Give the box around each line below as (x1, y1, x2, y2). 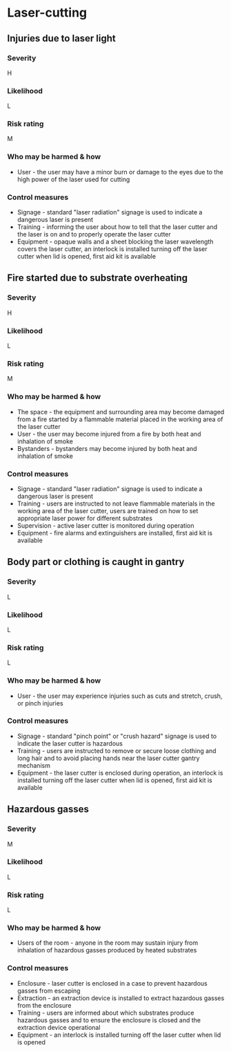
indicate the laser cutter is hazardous (17, 739, 123, 748)
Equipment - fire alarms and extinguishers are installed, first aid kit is (17, 528, 212, 537)
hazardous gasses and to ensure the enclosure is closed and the (17, 1015, 201, 1024)
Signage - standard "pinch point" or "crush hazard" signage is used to (17, 732, 217, 740)
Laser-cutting (7, 5, 88, 21)
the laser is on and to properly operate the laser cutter (17, 230, 171, 239)
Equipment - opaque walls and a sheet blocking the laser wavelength (17, 237, 214, 246)
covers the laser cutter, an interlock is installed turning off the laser (17, 245, 208, 253)
